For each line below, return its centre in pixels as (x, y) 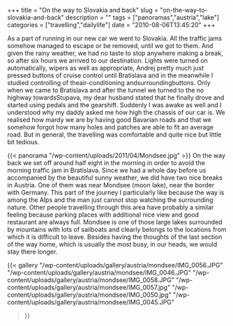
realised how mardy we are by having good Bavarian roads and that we (109, 120)
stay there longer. (32, 251)
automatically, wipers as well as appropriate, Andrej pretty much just (106, 68)
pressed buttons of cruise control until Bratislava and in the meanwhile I (110, 75)
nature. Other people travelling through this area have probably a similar (111, 207)
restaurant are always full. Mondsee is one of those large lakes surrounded (115, 222)
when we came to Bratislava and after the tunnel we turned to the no (106, 90)
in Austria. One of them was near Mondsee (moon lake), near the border (111, 185)
